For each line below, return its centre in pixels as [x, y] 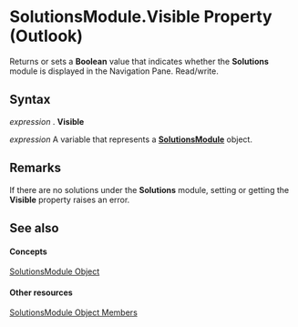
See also [34, 228]
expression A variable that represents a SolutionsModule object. [131, 139]
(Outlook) [46, 36]
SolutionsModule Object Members [74, 312]
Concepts [28, 251]
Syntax [30, 100]
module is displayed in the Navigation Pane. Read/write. [114, 71]
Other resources [41, 292]
